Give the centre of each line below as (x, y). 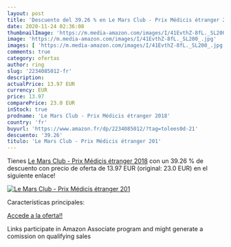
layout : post (26, 13)
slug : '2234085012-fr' (40, 71)
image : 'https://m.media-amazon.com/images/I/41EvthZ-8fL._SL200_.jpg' (112, 39)
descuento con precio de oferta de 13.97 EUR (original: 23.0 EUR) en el (108, 169)
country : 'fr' (27, 122)
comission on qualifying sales (49, 236)
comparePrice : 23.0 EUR (41, 103)
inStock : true (27, 109)
